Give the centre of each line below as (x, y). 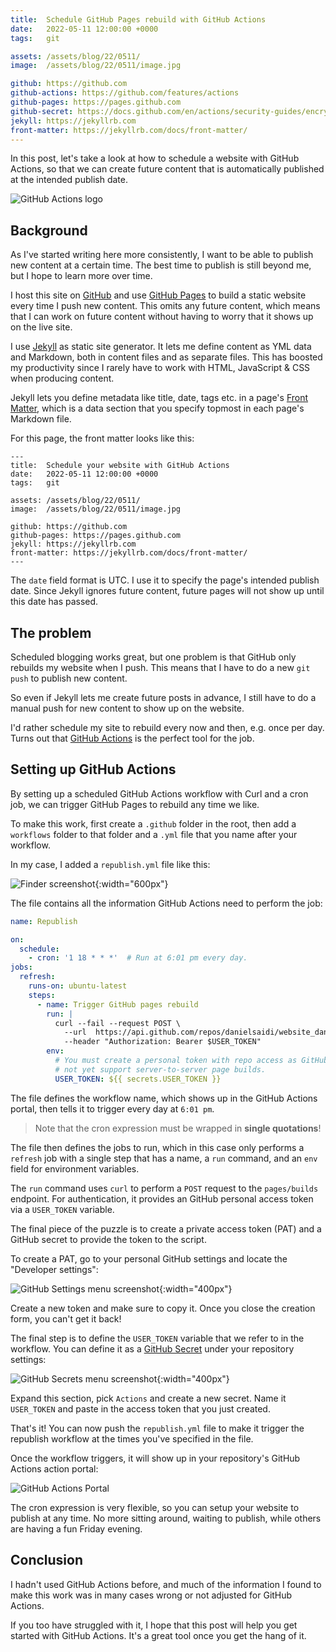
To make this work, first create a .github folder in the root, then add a (153, 823)
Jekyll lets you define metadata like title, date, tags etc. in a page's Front (159, 398)
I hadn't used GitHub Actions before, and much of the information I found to (166, 1584)
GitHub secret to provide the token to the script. (108, 1239)
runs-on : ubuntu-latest (78, 986)
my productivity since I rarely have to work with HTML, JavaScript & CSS (160, 368)
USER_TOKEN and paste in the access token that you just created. (140, 1408)
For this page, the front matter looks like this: (102, 438)
